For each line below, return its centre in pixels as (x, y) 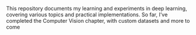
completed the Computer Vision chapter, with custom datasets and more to (98, 21)
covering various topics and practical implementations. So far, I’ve (87, 15)
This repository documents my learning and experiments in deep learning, (97, 8)
